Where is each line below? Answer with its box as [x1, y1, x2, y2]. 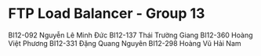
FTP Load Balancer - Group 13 [8, 5, 205, 23]
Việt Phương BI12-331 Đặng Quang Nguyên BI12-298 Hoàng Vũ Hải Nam [8, 38, 241, 47]
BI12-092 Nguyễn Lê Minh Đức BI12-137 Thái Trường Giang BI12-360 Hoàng [8, 30, 253, 40]
